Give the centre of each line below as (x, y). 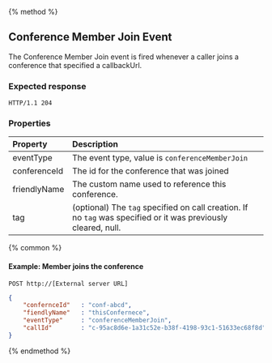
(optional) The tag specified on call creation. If (160, 207)
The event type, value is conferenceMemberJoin (160, 158)
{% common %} (35, 248)
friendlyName (38, 190)
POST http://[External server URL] (68, 284)
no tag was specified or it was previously (150, 218)
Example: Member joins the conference (76, 266)
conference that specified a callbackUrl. (75, 65)
